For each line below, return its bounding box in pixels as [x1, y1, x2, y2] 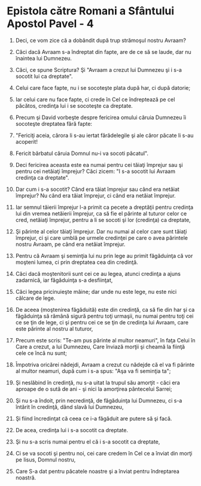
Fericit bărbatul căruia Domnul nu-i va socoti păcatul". [15, 150, 149, 157]
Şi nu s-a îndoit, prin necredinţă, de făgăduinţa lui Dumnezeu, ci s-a [15, 397, 182, 404]
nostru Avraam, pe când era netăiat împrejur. [15, 241, 126, 248]
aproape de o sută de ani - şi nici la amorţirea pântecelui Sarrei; [15, 385, 172, 393]
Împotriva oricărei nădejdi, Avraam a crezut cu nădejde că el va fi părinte [15, 361, 195, 368]
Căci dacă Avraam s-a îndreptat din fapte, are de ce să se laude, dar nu [15, 48, 192, 55]
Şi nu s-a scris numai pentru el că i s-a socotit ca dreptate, [15, 438, 160, 445]
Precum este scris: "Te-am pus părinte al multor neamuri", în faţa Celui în [15, 336, 196, 344]
